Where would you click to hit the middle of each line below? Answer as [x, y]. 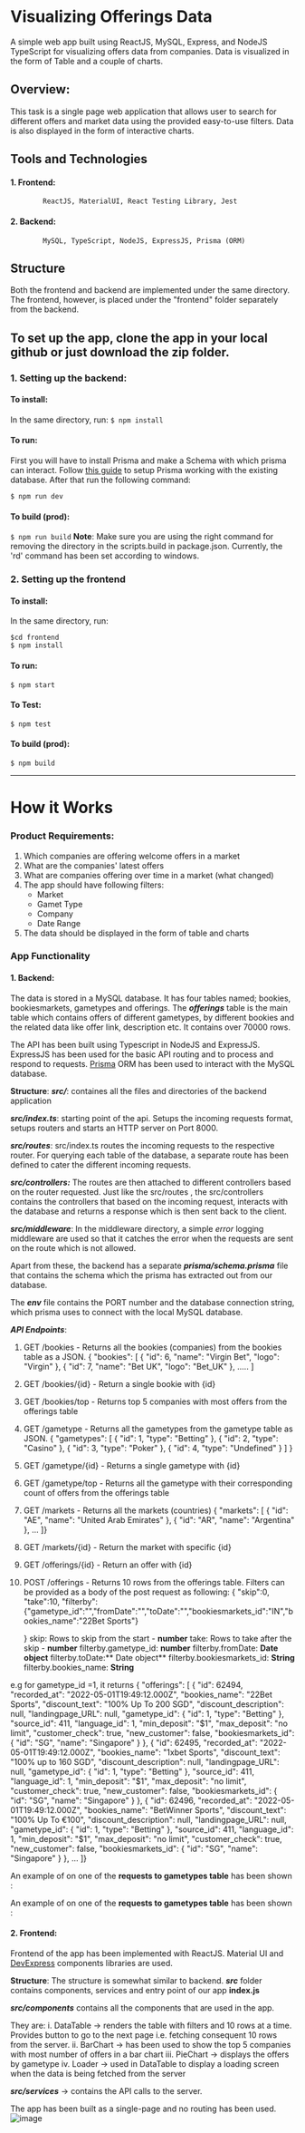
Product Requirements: [62, 836]
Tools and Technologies [79, 159]
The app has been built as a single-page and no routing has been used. [143, 2109]
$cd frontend [35, 638]
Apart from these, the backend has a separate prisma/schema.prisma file [149, 1265]
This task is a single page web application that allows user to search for [143, 111]
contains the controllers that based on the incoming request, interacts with [149, 1201]
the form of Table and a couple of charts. [87, 61]
